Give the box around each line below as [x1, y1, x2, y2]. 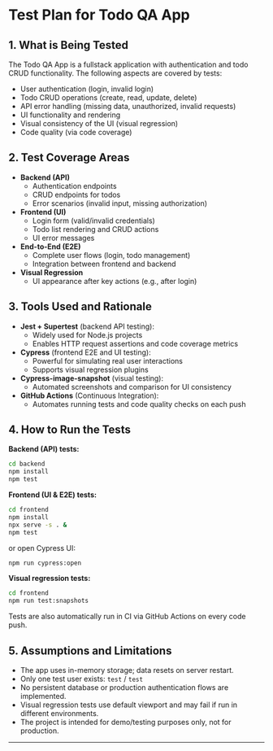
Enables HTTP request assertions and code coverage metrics [32, 338, 238, 348]
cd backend [8, 460, 45, 469]
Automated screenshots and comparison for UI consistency [32, 382, 232, 391]
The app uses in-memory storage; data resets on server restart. [19, 666, 234, 675]
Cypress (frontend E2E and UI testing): [19, 347, 152, 357]
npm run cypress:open [8, 559, 82, 567]
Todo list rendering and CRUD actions [32, 224, 159, 234]
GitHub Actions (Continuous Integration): [19, 391, 159, 400]
